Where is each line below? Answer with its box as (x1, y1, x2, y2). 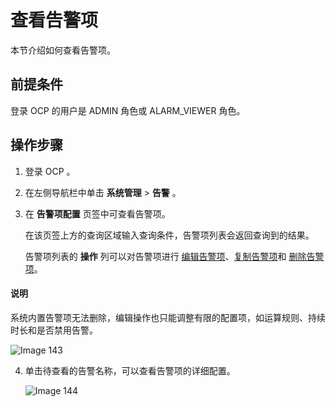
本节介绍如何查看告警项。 (10, 44, 116, 56)
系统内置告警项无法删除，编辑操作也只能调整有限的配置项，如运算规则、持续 (10, 311, 326, 323)
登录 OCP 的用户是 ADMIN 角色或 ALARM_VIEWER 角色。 (10, 104, 246, 116)
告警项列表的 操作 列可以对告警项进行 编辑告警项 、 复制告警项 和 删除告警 (24, 250, 325, 262)
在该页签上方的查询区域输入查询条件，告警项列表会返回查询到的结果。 (24, 229, 315, 241)
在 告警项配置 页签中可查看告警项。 (24, 207, 171, 220)
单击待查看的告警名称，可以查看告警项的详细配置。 (24, 364, 236, 376)
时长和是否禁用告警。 (10, 324, 98, 336)
